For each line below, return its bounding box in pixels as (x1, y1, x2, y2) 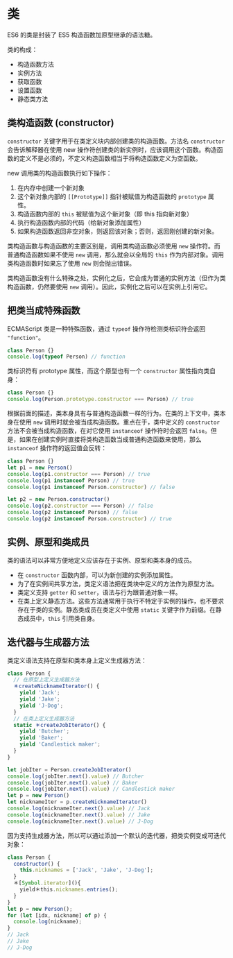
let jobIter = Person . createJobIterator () (7, 766, 132, 773)
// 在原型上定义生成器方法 (13, 676, 80, 683)
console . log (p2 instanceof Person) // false (7, 509, 138, 516)
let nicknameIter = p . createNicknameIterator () (7, 798, 148, 805)
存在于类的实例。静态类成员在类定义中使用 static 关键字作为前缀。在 (17, 605, 216, 614)
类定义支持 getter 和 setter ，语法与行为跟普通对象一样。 (17, 588, 182, 597)
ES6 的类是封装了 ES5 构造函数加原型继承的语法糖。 (7, 31, 157, 39)
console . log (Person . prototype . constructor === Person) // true (7, 396, 194, 403)
